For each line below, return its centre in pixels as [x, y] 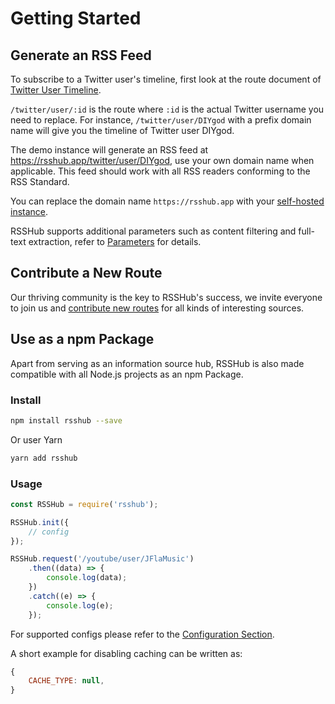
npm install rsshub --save [66, 420]
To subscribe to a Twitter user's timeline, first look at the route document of [166, 79]
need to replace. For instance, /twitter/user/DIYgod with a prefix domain [161, 120]
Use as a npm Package [82, 339]
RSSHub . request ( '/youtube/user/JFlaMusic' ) [102, 559]
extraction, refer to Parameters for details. [115, 241]
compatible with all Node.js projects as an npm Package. [127, 374]
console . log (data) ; [87, 578]
